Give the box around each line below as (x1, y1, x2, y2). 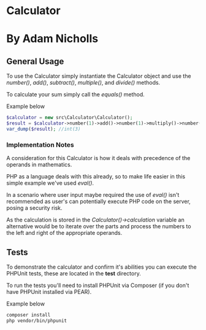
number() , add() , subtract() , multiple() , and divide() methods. (6, 79, 161, 86)
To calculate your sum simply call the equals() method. (6, 91, 145, 98)
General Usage (6, 56, 64, 66)
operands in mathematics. (6, 161, 72, 169)
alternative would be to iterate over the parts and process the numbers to (6, 223, 191, 230)
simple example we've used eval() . (6, 179, 94, 187)
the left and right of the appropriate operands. (6, 229, 123, 237)
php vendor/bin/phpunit (6, 317, 67, 324)
